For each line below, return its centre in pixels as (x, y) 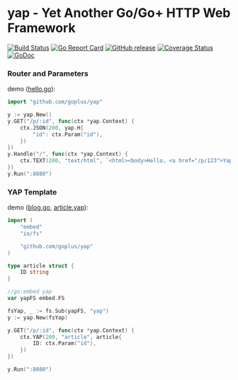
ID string (35, 272)
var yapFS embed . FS (36, 299)
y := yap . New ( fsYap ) (38, 317)
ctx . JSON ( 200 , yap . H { (52, 128)
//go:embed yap (30, 292)
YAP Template (32, 192)
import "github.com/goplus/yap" (55, 102)
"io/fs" (31, 234)
